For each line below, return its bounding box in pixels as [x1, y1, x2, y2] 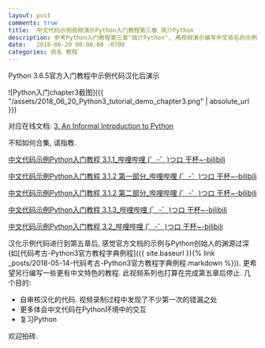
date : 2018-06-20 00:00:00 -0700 [8, 41, 125, 49]
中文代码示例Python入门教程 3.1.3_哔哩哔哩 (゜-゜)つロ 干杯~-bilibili [8, 205, 227, 214]
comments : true [8, 19, 58, 27]
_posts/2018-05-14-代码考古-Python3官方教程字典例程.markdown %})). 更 [8, 258, 250, 268]
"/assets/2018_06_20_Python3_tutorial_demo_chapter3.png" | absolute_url [8, 96, 250, 106]
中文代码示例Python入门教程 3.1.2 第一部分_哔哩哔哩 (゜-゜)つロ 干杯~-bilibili [8, 171, 257, 181]
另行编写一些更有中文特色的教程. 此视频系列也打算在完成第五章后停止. [14, 268, 243, 277]
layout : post [8, 11, 51, 20]
